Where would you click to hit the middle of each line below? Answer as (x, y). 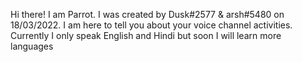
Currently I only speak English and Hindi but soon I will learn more (146, 35)
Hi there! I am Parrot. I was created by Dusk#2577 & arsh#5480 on (147, 14)
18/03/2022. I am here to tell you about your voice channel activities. (151, 25)
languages (32, 46)
